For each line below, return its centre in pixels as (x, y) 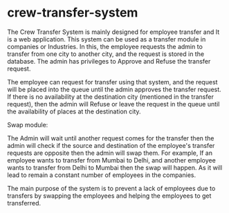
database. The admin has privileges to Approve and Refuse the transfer (109, 61)
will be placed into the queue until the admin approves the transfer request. (114, 89)
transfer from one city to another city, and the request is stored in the (106, 54)
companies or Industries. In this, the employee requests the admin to (105, 46)
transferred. (24, 203)
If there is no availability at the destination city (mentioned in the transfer (111, 96)
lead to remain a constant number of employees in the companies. (101, 175)
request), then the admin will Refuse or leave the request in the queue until (113, 104)
